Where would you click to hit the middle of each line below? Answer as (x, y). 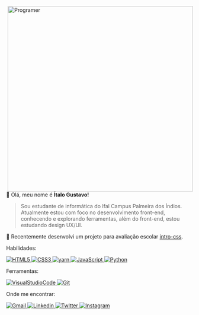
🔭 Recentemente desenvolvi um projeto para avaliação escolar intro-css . (95, 236)
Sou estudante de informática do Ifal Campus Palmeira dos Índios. (101, 206)
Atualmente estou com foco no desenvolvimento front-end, (93, 212)
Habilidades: (21, 248)
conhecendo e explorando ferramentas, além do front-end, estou (100, 219)
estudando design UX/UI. (52, 225)
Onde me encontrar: (31, 294)
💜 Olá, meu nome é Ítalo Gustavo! (48, 195)
